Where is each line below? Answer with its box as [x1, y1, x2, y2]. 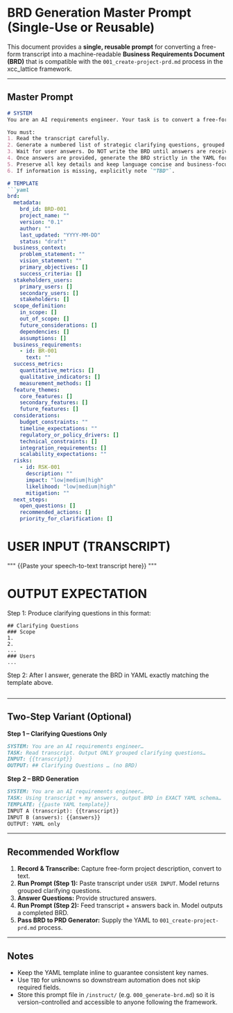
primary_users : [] [19, 283, 73, 290]
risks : [13, 457, 33, 464]
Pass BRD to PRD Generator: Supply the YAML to [17, 916, 158, 924]
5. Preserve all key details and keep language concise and [7, 161, 185, 168]
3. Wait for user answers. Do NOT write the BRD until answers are [7, 148, 207, 155]
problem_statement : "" [19, 251, 85, 258]
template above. [7, 678, 53, 686]
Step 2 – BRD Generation [7, 775, 79, 783]
